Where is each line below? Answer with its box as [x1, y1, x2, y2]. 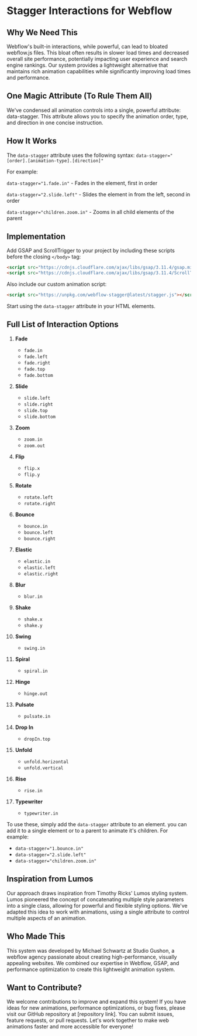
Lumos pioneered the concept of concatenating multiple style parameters [6, 895, 184, 903]
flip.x [23, 465, 40, 471]
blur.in [23, 594, 43, 599]
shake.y [23, 622, 43, 628]
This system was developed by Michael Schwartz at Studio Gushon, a [6, 947, 175, 954]
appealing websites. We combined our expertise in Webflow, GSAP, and [6, 959, 179, 966]
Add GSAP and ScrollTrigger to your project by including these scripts [6, 247, 175, 254]
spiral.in [23, 668, 49, 674]
